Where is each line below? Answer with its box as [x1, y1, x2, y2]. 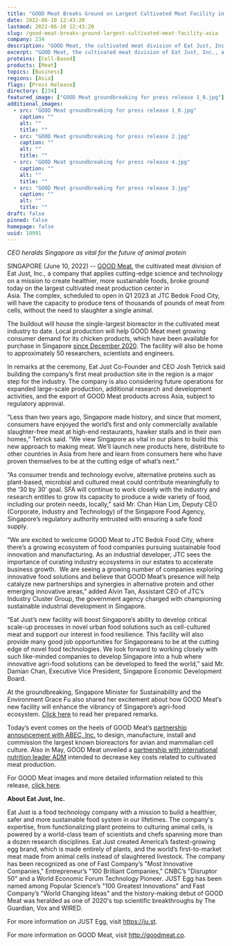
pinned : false [7, 217, 48, 223]
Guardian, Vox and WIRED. [7, 904, 83, 913]
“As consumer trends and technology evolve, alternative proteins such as [7, 471, 216, 479]
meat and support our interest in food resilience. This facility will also [7, 630, 204, 639]
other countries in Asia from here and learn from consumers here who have [7, 450, 223, 458]
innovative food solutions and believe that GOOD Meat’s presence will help [7, 573, 220, 581]
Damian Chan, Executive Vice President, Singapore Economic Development [7, 667, 222, 675]
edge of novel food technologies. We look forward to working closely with [7, 645, 218, 653]
